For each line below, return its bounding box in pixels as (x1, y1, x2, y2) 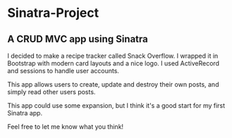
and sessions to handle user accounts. (7, 67, 120, 75)
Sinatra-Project (7, 5, 99, 21)
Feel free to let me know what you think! (7, 123, 124, 131)
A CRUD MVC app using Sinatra (7, 33, 148, 45)
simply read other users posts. (7, 88, 96, 96)
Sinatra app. (7, 109, 43, 117)
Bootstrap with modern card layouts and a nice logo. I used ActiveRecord (7, 59, 220, 68)
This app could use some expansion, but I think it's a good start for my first (7, 101, 226, 110)
